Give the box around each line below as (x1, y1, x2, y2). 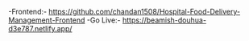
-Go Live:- (86, 15, 121, 25)
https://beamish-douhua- (122, 15, 207, 25)
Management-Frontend (8, 15, 85, 25)
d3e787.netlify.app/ (8, 24, 73, 33)
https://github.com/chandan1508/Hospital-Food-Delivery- (48, 7, 240, 16)
